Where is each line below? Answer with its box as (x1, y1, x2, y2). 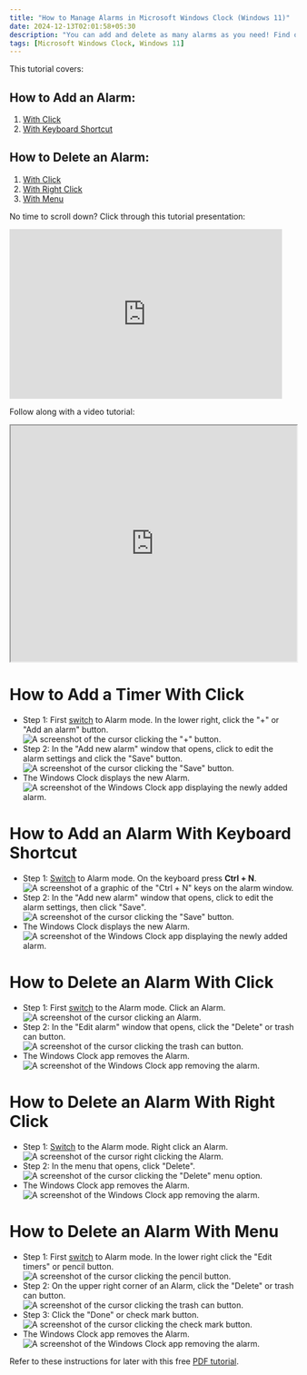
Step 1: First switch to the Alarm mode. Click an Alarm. (22, 1002, 226, 1013)
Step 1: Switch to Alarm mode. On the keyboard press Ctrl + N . (22, 873, 257, 884)
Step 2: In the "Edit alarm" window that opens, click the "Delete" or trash (22, 1021, 294, 1032)
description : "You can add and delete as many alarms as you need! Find (9, 30, 291, 39)
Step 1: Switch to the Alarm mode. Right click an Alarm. (22, 1141, 229, 1152)
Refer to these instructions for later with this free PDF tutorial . (9, 1355, 239, 1367)
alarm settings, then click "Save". (22, 901, 147, 913)
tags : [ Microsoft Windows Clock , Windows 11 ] (9, 38, 184, 48)
